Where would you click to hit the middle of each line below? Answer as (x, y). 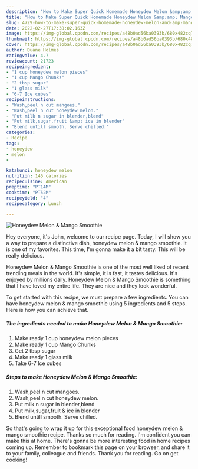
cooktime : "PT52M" (29, 193)
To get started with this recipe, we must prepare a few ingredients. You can (97, 297)
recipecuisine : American (37, 182)
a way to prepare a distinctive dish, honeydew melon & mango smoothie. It (96, 243)
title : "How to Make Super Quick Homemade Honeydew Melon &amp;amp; (92, 17)
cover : (14, 45)
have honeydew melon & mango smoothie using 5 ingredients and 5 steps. (96, 304)
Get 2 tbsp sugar (35, 351)
